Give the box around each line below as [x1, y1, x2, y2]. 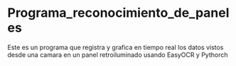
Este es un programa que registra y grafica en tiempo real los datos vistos [7, 43, 224, 51]
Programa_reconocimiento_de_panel [7, 5, 230, 21]
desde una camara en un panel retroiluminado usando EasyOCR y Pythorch [7, 51, 228, 59]
